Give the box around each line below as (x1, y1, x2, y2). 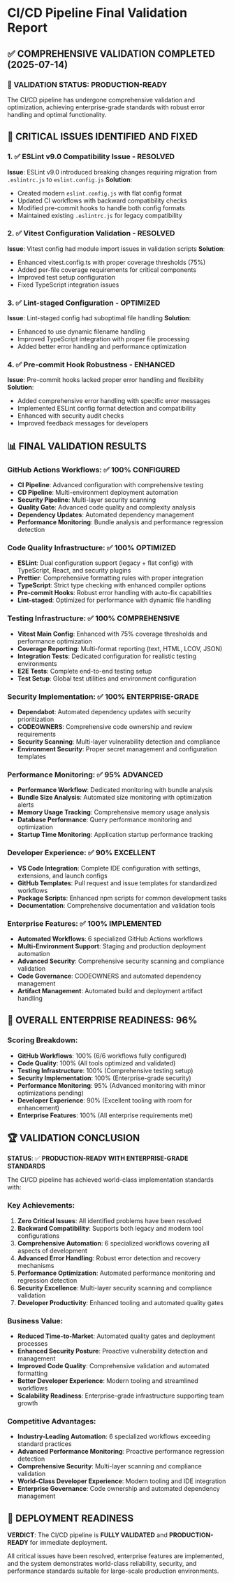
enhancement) (17, 1103, 60, 1112)
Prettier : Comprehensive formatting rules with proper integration (17, 573, 204, 582)
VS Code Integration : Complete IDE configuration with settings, (17, 864, 201, 872)
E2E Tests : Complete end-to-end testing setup (17, 667, 152, 675)
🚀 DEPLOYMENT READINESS (7, 1512, 134, 1524)
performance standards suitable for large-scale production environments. (7, 1567, 219, 1575)
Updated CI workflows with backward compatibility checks (17, 196, 187, 205)
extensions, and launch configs (17, 871, 108, 880)
